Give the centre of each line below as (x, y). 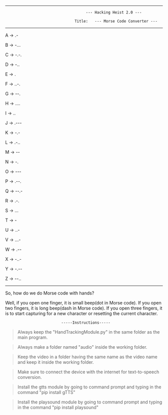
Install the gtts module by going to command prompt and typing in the (89, 387)
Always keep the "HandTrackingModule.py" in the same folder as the (88, 332)
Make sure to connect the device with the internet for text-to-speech (88, 372)
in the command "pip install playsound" (58, 407)
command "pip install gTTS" (46, 392)
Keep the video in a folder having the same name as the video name (87, 357)
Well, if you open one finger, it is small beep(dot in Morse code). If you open (83, 303)
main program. (32, 337)
